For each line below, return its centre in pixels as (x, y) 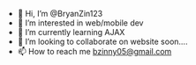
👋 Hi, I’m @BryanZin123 (60, 14)
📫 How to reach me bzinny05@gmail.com (94, 51)
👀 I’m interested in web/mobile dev (80, 23)
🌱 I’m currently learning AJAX (71, 32)
